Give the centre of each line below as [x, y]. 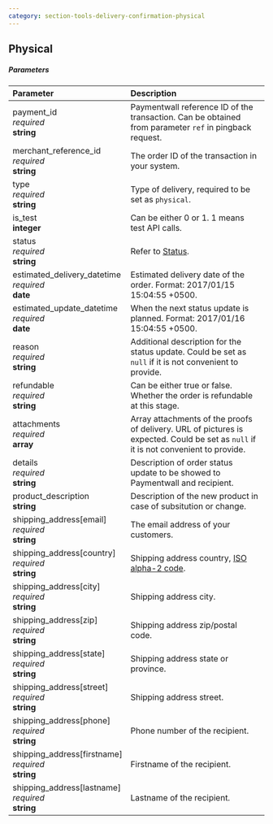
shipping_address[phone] [62, 720]
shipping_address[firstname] [68, 754]
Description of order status [182, 462]
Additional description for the [186, 341]
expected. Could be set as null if [193, 439]
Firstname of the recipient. [181, 764]
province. [148, 669]
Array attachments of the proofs [192, 419]
